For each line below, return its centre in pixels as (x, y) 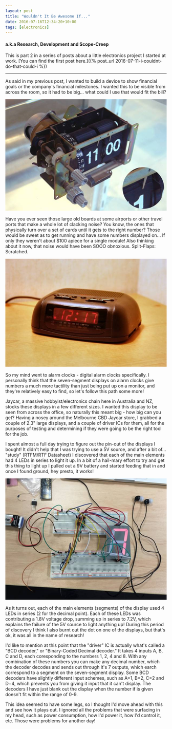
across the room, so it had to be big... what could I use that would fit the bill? (86, 92)
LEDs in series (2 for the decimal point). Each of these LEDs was (73, 613)
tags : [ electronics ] (27, 27)
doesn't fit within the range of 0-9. (42, 695)
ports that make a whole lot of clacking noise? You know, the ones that (80, 225)
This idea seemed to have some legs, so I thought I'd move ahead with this (84, 704)
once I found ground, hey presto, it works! (49, 471)
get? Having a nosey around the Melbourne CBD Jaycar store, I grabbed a (83, 418)
